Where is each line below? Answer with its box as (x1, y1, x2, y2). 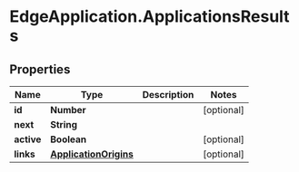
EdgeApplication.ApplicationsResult (9, 6, 290, 27)
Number (49, 104, 86, 116)
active (14, 133, 42, 146)
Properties (9, 62, 71, 77)
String (49, 119, 78, 130)
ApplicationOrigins (49, 148, 134, 160)
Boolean (49, 133, 87, 146)
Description (142, 89, 194, 100)
